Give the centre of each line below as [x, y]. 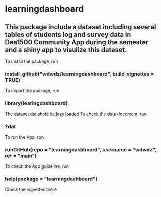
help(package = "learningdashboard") [51, 179]
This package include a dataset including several [80, 27]
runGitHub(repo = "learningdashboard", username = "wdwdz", [81, 149]
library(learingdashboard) [36, 103]
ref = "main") [21, 156]
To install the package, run [32, 61]
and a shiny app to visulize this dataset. [66, 50]
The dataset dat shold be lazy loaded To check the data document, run [76, 114]
